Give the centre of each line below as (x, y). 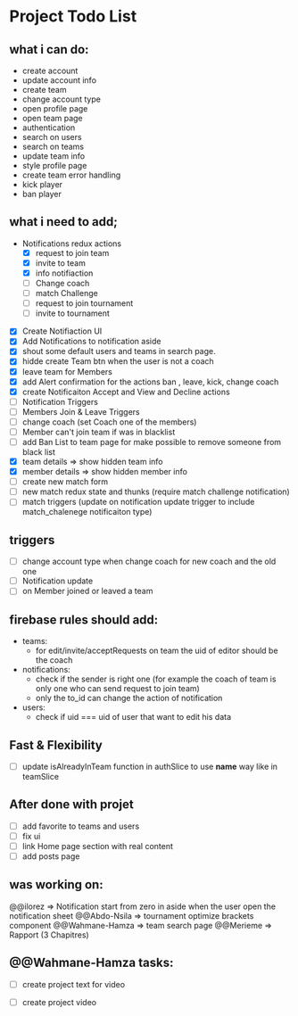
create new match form (65, 482)
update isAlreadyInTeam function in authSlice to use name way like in (150, 766)
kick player (42, 184)
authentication (49, 128)
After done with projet (71, 805)
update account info (59, 80)
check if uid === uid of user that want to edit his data (133, 717)
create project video (59, 1002)
